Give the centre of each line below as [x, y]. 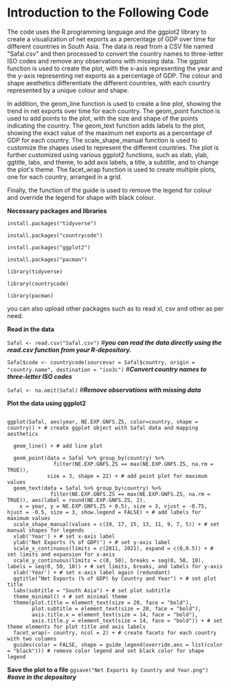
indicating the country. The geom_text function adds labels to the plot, [107, 125]
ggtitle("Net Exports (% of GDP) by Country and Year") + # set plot [115, 578]
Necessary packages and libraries [57, 211]
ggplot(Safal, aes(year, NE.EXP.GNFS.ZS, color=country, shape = [102, 421]
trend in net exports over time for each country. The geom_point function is [114, 111]
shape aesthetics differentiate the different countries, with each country [109, 83]
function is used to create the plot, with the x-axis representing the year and [115, 68]
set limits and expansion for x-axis [61, 554]
